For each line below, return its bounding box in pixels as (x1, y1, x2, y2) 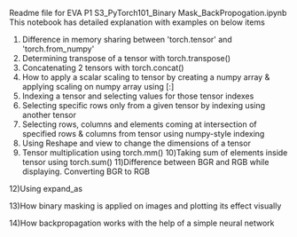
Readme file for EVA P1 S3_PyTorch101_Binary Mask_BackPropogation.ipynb (9, 8, 287, 18)
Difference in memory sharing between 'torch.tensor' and (21, 35, 232, 44)
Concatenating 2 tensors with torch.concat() (21, 62, 184, 73)
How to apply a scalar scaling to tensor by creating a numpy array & (21, 72, 270, 83)
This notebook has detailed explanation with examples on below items (9, 17, 266, 28)
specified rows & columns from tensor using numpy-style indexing (21, 129, 265, 138)
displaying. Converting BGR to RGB (21, 166, 151, 177)
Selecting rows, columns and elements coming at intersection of (21, 119, 257, 130)
